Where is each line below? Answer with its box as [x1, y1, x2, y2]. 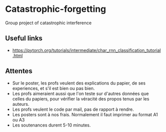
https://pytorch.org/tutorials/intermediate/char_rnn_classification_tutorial [12, 47, 161, 53]
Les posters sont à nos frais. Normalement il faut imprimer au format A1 [12, 111, 158, 117]
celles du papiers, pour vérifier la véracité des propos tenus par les [12, 95, 150, 102]
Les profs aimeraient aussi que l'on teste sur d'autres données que [12, 90, 149, 96]
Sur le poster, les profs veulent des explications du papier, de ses [12, 80, 146, 86]
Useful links [5, 34, 43, 43]
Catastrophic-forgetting [5, 3, 107, 15]
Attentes [5, 67, 33, 75]
